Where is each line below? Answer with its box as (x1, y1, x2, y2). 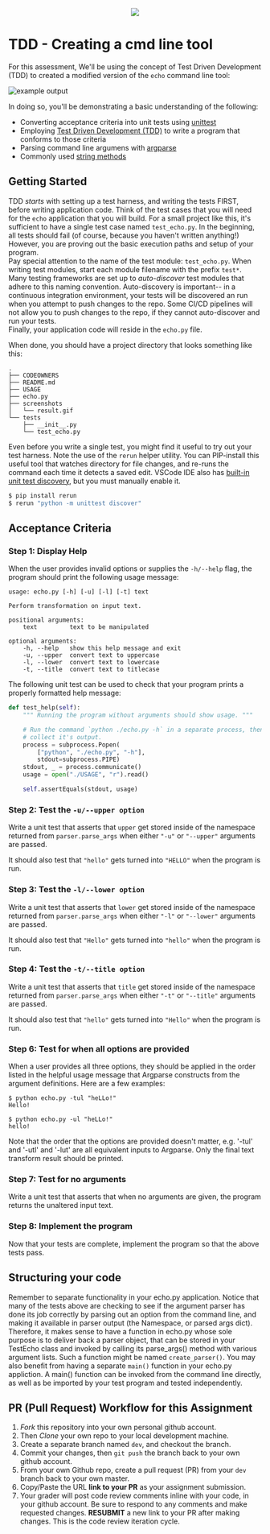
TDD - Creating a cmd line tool (8, 35, 213, 54)
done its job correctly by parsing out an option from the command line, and (8, 1309, 257, 1319)
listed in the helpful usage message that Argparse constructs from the (8, 1070, 240, 1080)
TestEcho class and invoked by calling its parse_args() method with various (8, 1343, 257, 1353)
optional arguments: (8, 637, 78, 646)
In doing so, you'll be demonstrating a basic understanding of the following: (8, 101, 259, 111)
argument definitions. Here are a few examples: (8, 1079, 166, 1089)
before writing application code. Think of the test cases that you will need (8, 205, 252, 214)
